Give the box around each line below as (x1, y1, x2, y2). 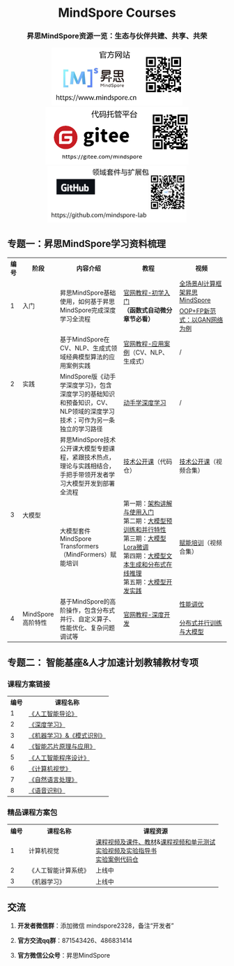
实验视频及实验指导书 (95, 847, 157, 854)
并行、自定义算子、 (60, 614, 116, 623)
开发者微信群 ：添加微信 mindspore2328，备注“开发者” (17, 921, 174, 930)
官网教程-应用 (123, 339, 164, 348)
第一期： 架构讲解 (123, 499, 173, 507)
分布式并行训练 (179, 618, 223, 627)
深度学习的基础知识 (60, 389, 116, 399)
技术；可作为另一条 (60, 416, 116, 424)
